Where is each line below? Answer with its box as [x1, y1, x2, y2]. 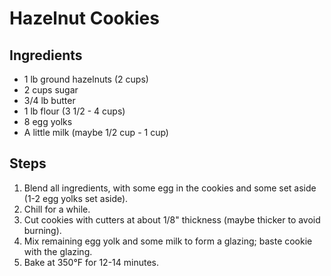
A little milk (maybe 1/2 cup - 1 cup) [23, 127, 169, 138]
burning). [23, 224, 62, 236]
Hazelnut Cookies [9, 7, 160, 30]
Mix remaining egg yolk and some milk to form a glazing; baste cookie [23, 235, 313, 247]
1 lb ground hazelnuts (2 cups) [23, 73, 149, 85]
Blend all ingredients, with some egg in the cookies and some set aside [23, 182, 317, 194]
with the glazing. [23, 245, 93, 257]
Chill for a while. [23, 203, 91, 215]
